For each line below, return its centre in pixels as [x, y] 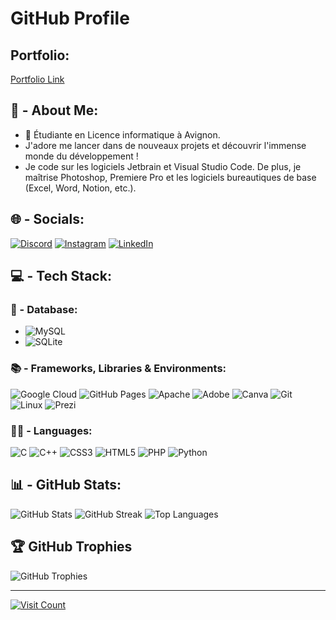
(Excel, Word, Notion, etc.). [80, 188]
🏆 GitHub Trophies [71, 547]
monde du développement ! [81, 156]
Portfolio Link [37, 79]
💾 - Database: [44, 309]
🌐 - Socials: [47, 219]
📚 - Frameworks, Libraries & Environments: [118, 369]
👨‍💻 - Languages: [51, 430]
